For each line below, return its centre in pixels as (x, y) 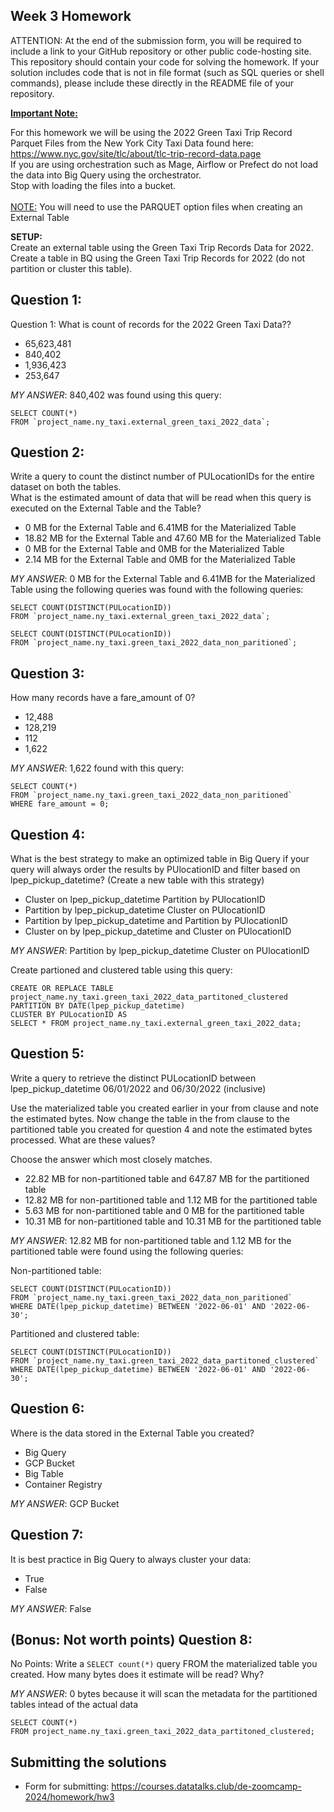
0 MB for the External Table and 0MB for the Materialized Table (154, 549)
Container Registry (63, 1484)
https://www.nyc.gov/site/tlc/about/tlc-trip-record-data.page (136, 153)
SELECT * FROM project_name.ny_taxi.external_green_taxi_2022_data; (156, 1024)
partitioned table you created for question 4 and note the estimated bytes (161, 1129)
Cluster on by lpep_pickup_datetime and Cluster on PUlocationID (158, 931)
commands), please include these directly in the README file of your (152, 83)
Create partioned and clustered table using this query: (121, 970)
